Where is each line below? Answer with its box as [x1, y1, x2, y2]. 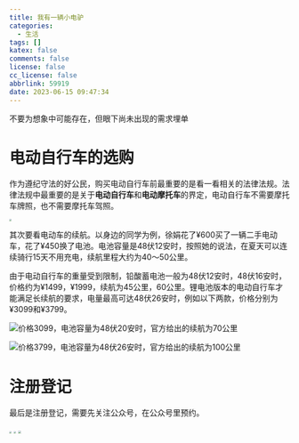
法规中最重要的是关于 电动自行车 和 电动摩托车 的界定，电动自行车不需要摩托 [16, 189, 290, 200]
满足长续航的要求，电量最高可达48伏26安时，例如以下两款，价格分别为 [16, 293, 279, 303]
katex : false [9, 46, 58, 55]
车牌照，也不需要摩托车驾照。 [9, 201, 118, 212]
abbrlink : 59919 [9, 79, 69, 88]
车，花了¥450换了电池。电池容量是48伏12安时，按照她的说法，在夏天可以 [9, 241, 280, 252]
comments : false [9, 54, 69, 63]
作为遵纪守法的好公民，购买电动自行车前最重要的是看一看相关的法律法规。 [9, 179, 282, 189]
